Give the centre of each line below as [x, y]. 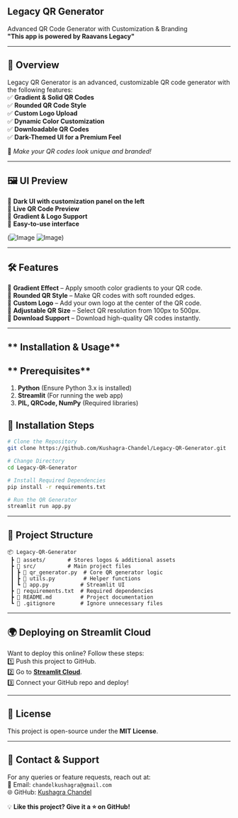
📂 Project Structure [50, 535]
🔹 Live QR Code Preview [44, 209]
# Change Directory [36, 461]
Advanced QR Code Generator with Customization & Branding [97, 28]
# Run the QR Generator [42, 500]
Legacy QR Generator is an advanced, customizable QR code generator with [119, 82]
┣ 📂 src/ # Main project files [71, 566]
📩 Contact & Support [53, 760]
